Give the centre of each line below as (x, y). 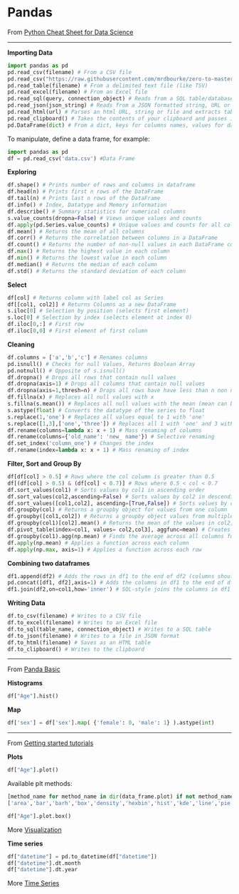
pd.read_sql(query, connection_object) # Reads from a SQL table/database (121, 99)
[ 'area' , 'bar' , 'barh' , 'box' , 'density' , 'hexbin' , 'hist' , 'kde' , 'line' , (113, 803)
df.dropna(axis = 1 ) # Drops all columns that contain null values (106, 384)
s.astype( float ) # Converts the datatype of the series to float (106, 410)
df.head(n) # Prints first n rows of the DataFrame (85, 192)
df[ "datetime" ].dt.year (43, 870)
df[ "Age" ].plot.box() (39, 816)
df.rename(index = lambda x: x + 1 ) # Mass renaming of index (99, 450)
